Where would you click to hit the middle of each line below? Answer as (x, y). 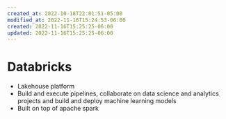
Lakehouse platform (46, 86)
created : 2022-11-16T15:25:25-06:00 (60, 26)
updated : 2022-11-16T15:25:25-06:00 (60, 33)
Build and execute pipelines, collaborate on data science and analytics (118, 93)
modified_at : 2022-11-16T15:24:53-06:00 (67, 20)
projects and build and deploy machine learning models (97, 101)
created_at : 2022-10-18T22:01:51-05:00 (65, 13)
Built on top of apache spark (58, 109)
